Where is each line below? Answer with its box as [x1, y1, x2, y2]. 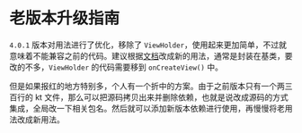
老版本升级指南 [9, 8, 120, 29]
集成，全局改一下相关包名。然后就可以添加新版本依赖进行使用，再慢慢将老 [9, 103, 285, 113]
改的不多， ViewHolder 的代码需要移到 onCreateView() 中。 [9, 62, 223, 72]
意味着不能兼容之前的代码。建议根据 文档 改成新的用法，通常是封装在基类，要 [9, 50, 293, 61]
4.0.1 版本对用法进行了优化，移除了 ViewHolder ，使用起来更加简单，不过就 [9, 39, 288, 50]
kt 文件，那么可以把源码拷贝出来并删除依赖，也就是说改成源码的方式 [34, 91, 289, 103]
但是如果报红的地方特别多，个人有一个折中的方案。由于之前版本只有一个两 [9, 80, 285, 91]
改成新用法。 [16, 113, 65, 125]
